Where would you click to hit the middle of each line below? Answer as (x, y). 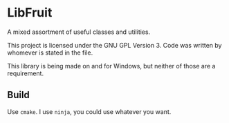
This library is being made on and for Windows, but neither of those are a (111, 66)
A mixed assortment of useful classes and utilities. (79, 32)
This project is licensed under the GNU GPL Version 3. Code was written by (114, 45)
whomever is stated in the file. (50, 53)
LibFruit (30, 13)
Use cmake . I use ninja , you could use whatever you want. (89, 111)
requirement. (25, 73)
